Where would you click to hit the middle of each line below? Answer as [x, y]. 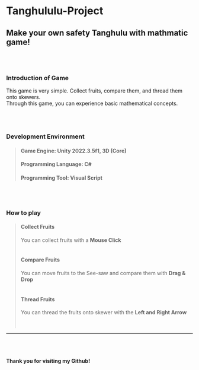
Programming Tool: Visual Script [61, 178]
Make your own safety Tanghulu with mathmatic [97, 33]
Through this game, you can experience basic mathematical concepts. [92, 103]
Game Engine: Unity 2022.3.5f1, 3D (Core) [73, 151]
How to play [24, 213]
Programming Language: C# [56, 164]
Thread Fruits [38, 299]
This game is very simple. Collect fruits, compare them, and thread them [94, 91]
